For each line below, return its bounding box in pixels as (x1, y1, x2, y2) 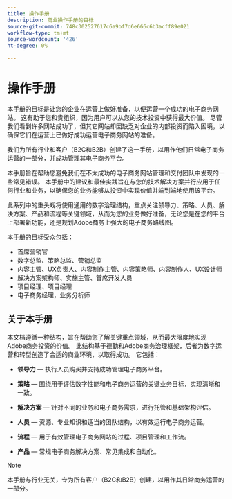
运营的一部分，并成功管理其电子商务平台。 (7, 154, 128, 162)
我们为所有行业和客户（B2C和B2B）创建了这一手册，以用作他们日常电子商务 (7, 145, 224, 153)
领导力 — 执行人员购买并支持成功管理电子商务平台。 (17, 365, 166, 373)
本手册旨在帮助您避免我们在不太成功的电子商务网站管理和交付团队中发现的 (7, 168, 219, 177)
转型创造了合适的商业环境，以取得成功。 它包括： (19, 350, 160, 358)
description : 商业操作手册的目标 (7, 17, 95, 24)
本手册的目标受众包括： (7, 233, 74, 241)
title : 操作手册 (7, 10, 50, 17)
